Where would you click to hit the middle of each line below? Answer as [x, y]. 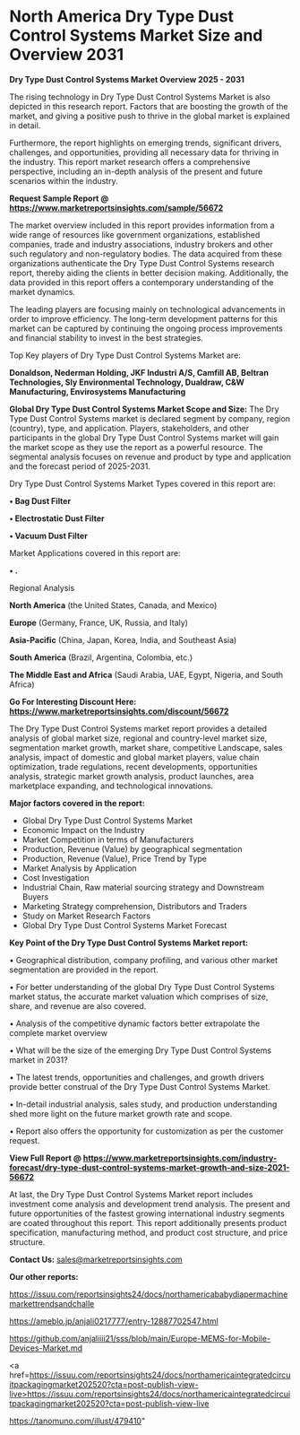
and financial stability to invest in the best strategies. [106, 337]
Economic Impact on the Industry [83, 830]
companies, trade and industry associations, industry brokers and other [141, 244]
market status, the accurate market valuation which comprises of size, [139, 996]
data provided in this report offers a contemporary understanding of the [141, 282]
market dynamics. [43, 291]
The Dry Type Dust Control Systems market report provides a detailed [138, 728]
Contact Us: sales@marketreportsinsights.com [96, 1259]
